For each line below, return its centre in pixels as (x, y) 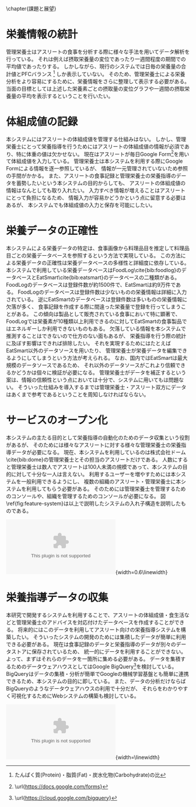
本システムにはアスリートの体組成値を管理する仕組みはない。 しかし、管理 (96, 139)
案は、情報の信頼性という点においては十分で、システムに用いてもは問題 (92, 380)
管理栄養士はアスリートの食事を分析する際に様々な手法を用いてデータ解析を (98, 51)
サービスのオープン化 (57, 420)
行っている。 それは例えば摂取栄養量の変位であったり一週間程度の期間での (96, 59)
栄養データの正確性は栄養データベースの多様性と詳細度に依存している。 (103, 263)
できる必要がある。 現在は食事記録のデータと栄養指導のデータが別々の (91, 644)
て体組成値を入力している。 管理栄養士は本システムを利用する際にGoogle (94, 161)
